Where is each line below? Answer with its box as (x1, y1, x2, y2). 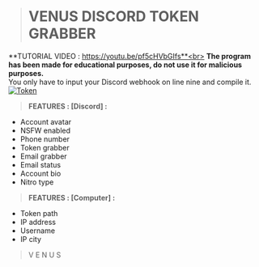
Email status (19, 159, 62, 169)
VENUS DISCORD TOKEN (28, 7, 200, 26)
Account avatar (19, 117, 72, 126)
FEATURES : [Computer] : (28, 193, 116, 202)
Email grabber (19, 151, 67, 161)
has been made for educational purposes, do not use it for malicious (8, 60, 243, 70)
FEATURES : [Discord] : (28, 101, 108, 111)
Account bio (19, 168, 62, 178)
